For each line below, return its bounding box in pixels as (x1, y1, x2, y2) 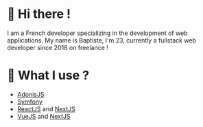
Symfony (16, 97, 43, 106)
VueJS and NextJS (16, 112, 71, 120)
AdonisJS (16, 90, 45, 98)
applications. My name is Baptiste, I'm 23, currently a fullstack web (7, 36, 197, 44)
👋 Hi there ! (7, 6, 71, 22)
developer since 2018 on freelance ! (7, 43, 108, 51)
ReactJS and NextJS (16, 104, 75, 113)
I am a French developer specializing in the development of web (7, 29, 188, 37)
